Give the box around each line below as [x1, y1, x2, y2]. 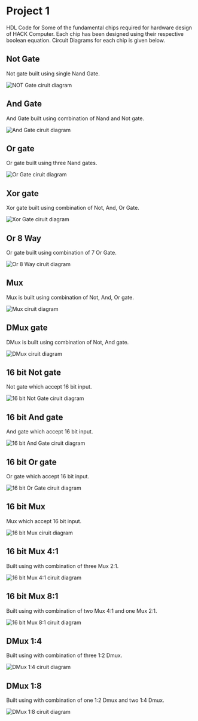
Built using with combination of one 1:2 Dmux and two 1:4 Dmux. [6, 696, 165, 704]
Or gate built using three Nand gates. [6, 160, 98, 167]
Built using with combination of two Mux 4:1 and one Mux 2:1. [6, 607, 157, 614]
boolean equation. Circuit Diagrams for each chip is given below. [6, 36, 166, 44]
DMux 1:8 [6, 680, 42, 691]
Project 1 [6, 4, 50, 18]
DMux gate [6, 323, 48, 333]
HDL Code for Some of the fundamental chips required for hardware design [6, 24, 193, 31]
